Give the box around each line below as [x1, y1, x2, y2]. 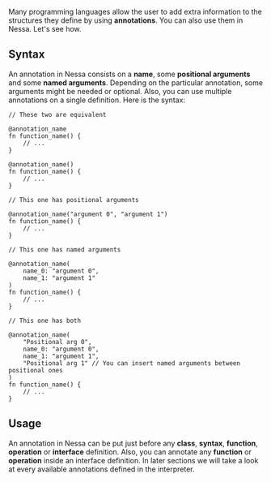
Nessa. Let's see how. [8, 24, 83, 33]
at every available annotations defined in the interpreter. [8, 464, 195, 474]
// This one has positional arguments [8, 196, 139, 204]
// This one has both [8, 316, 82, 325]
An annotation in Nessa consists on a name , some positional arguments [8, 69, 251, 79]
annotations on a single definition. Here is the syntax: [8, 95, 186, 105]
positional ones [8, 366, 63, 374]
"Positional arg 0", [23, 338, 92, 346]
